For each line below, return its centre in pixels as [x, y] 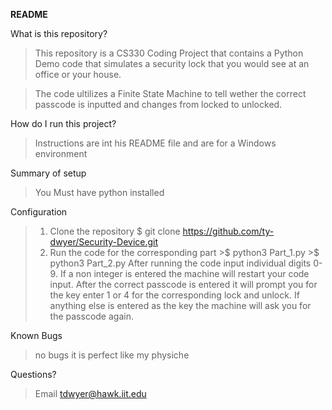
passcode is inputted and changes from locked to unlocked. [158, 104]
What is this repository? [59, 33]
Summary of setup [48, 173]
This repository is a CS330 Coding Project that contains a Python [169, 53]
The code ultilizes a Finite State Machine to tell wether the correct [170, 93]
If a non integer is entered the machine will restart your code [184, 273]
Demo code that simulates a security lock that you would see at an [172, 63]
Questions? [33, 374]
